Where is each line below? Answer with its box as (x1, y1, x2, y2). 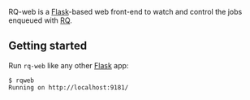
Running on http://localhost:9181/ (8, 83, 129, 92)
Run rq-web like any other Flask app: (8, 60, 129, 70)
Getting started (8, 39, 88, 53)
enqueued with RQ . (8, 15, 73, 25)
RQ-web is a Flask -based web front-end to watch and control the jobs (8, 7, 243, 16)
